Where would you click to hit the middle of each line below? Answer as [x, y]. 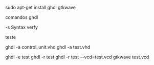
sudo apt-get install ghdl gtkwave [40, 7]
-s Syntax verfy [22, 27]
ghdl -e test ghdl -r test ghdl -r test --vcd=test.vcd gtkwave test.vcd [77, 57]
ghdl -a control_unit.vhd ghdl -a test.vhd [48, 47]
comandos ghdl [22, 17]
